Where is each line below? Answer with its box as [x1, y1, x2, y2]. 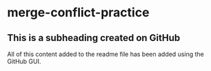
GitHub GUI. [7, 57, 41, 66]
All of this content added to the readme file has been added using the [7, 50, 205, 58]
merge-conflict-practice [7, 5, 150, 20]
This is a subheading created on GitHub [7, 32, 181, 44]
